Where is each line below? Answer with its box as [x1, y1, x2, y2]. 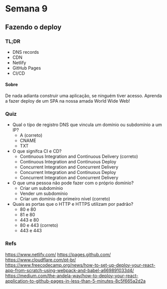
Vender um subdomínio [19, 190, 68, 197]
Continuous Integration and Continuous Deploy [19, 159, 117, 165]
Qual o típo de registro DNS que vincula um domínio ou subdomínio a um [12, 122, 162, 128]
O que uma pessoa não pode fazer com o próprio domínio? [12, 180, 134, 186]
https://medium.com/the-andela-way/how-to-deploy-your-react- [5, 273, 139, 279]
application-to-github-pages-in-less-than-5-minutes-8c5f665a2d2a [5, 278, 146, 284]
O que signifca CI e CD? [12, 148, 62, 154]
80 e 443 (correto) [19, 222, 58, 228]
